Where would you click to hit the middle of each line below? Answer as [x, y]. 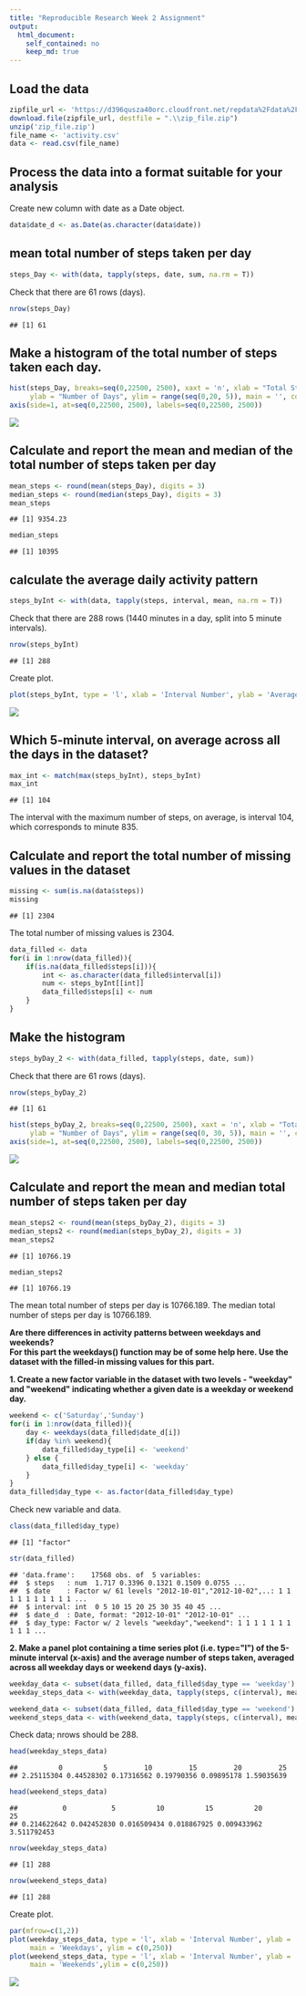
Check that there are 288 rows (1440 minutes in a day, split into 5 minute [146, 618]
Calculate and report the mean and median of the [151, 451]
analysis [34, 187]
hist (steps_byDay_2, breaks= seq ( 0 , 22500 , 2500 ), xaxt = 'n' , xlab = [142, 1125]
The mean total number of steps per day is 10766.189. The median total [143, 1305]
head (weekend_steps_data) [58, 1792]
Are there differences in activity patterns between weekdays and [135, 1333]
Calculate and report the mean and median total [148, 1187]
